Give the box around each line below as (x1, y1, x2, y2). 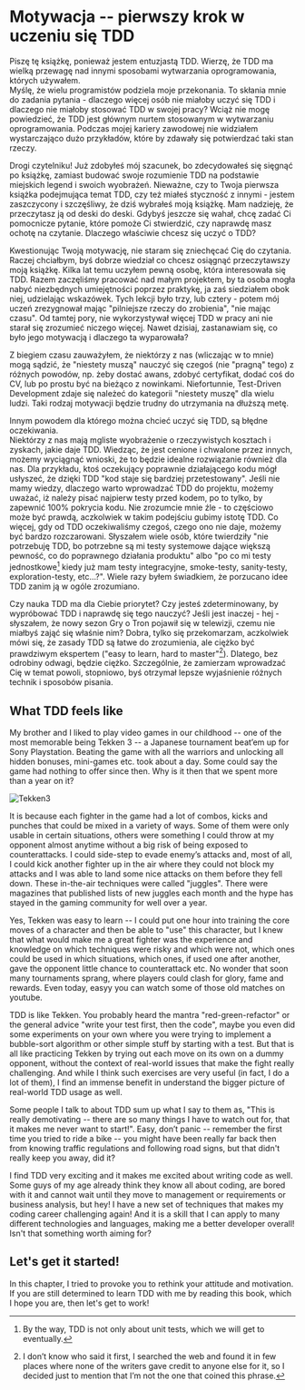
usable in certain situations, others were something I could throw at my (9, 830, 275, 841)
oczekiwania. (9, 425, 59, 436)
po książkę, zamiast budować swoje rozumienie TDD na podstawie (9, 170, 260, 181)
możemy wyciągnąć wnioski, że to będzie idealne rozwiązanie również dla (9, 454, 288, 465)
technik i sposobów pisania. (9, 677, 113, 688)
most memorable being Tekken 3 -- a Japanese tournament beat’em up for (9, 737, 290, 748)
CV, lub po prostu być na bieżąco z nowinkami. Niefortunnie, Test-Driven (9, 378, 281, 389)
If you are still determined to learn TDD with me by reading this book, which (9, 1287, 292, 1298)
